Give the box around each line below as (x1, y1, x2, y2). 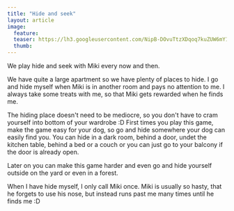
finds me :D (7, 197, 40, 205)
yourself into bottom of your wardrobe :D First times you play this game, (7, 118, 214, 126)
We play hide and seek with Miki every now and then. (7, 62, 160, 70)
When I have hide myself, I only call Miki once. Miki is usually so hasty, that (7, 182, 222, 190)
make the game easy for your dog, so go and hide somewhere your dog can (7, 126, 225, 134)
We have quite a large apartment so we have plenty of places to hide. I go (7, 75, 219, 84)
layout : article (7, 17, 54, 24)
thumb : (13, 42, 33, 49)
